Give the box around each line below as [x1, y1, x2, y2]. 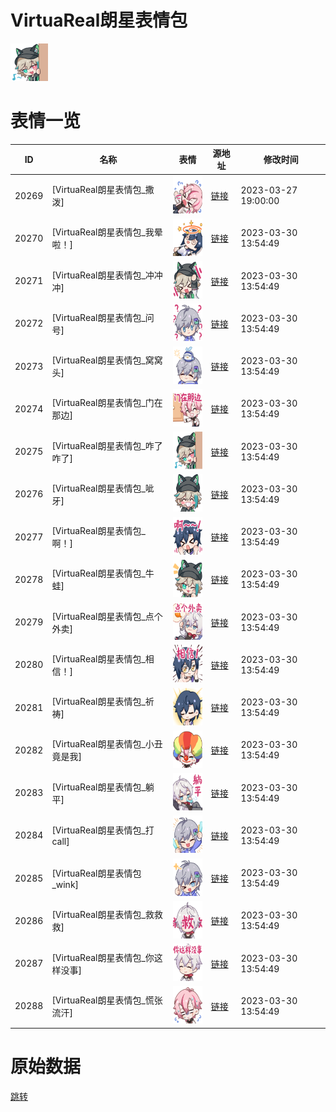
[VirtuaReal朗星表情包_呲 [51, 482, 155, 494]
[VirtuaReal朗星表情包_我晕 [51, 226, 163, 238]
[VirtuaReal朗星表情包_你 [51, 951, 155, 963]
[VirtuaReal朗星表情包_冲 [51, 269, 155, 281]
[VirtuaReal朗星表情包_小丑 [51, 738, 163, 750]
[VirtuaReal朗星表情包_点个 [51, 610, 163, 622]
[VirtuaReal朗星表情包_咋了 [51, 439, 163, 451]
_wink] [51, 878, 80, 890]
